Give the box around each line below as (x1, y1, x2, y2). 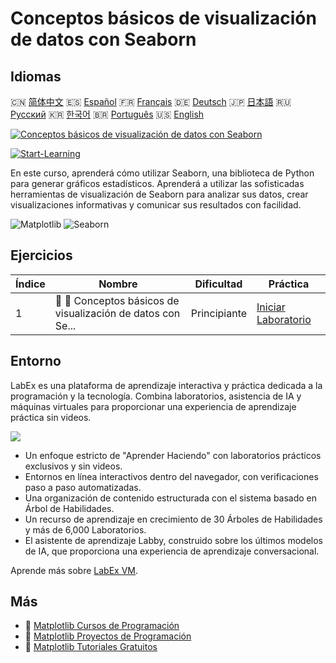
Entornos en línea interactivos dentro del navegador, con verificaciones (24, 470, 319, 482)
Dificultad (194, 277, 243, 291)
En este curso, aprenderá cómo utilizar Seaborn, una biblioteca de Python (10, 167, 315, 179)
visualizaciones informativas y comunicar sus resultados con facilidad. (10, 199, 302, 211)
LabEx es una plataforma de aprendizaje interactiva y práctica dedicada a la (10, 379, 323, 391)
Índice (15, 277, 46, 291)
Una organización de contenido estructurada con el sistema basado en (24, 492, 318, 504)
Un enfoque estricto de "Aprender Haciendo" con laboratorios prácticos (24, 449, 322, 461)
